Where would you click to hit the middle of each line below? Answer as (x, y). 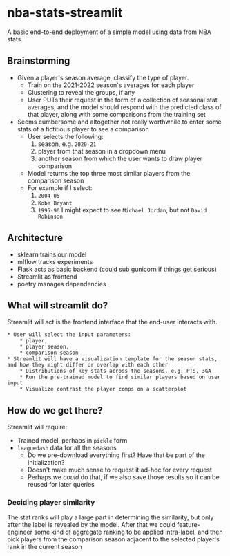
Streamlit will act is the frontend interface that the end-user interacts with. (112, 322)
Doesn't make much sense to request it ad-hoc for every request (120, 470)
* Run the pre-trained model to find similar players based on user (120, 377)
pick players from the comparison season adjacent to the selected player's (113, 539)
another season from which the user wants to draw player (120, 158)
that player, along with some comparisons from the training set (116, 114)
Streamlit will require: (37, 427)
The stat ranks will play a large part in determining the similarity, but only (111, 517)
